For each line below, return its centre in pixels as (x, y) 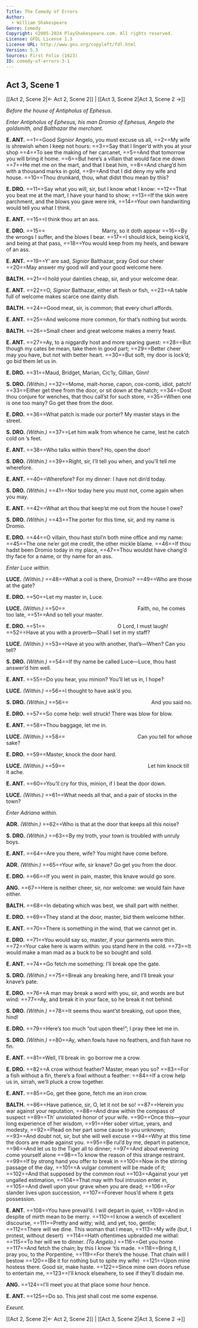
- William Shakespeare (39, 22)
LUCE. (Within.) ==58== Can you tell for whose (99, 737)
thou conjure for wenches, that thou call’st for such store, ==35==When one (99, 397)
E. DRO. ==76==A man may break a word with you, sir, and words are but (95, 993)
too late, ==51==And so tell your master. (55, 615)
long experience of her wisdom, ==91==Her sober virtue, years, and (89, 1123)
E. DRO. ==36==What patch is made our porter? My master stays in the (93, 414)
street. (14, 421)
